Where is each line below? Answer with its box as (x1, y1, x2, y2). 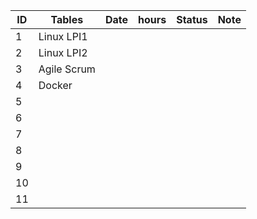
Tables (50, 13, 84, 26)
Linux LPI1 (38, 30, 88, 43)
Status (176, 13, 208, 26)
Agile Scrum (38, 62, 96, 76)
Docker (38, 79, 73, 92)
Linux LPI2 (38, 46, 88, 59)
